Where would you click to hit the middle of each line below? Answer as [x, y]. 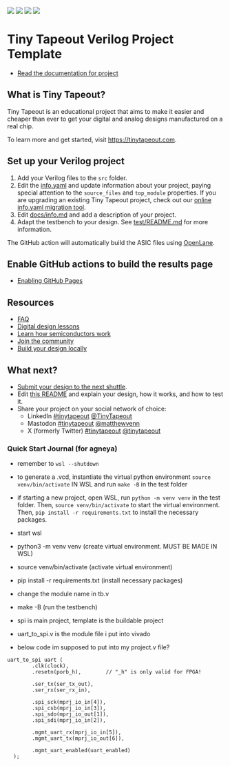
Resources [31, 303]
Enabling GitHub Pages [50, 281]
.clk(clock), [51, 666]
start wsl [29, 533]
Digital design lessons [48, 326]
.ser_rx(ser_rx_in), [61, 690]
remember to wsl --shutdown [58, 464]
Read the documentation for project [67, 73]
